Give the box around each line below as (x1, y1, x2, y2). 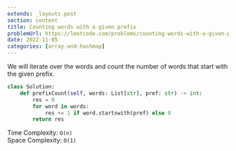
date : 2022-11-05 (7, 37, 58, 44)
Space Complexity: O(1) (7, 136, 77, 145)
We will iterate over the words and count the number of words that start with (7, 63, 228, 70)
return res (32, 116, 65, 123)
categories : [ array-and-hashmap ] (7, 43, 105, 50)
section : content (7, 17, 58, 24)
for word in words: (32, 103, 90, 110)
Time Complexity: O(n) (7, 129, 72, 137)
